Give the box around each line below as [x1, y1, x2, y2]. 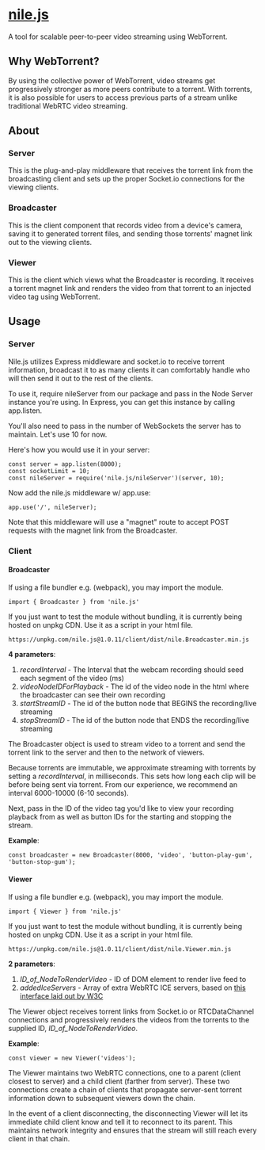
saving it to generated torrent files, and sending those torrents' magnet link [8, 228, 253, 239]
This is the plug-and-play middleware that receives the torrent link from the [8, 166, 253, 175]
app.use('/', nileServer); [8, 503, 97, 511]
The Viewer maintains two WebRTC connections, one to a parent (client [8, 1068, 241, 1078]
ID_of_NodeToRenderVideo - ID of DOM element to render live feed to [19, 975, 247, 984]
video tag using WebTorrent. [8, 292, 100, 302]
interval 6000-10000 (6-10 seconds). [8, 788, 129, 797]
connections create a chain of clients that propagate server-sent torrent [8, 1085, 243, 1095]
